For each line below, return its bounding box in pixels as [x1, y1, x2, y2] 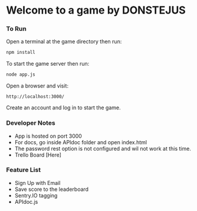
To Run [6, 25, 27, 33]
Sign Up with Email [14, 179, 61, 186]
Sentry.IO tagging [14, 191, 58, 199]
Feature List [6, 166, 41, 174]
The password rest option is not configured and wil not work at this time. [14, 145, 192, 152]
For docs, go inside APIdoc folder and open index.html [14, 138, 147, 145]
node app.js [6, 72, 35, 77]
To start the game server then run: [6, 60, 90, 67]
